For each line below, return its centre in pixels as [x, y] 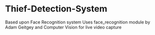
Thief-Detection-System [56, 9]
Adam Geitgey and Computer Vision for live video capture [63, 27]
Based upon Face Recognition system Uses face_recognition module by [78, 22]
